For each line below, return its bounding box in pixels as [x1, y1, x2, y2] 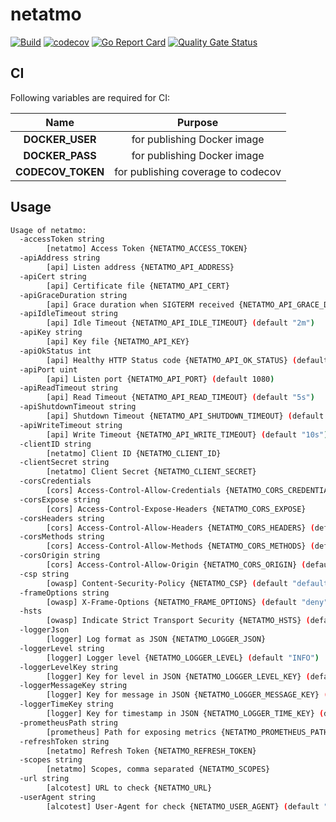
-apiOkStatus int [19, 346, 92, 356]
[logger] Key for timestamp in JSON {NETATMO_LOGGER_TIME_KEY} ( [46, 709, 325, 719]
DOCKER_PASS [23, 148, 97, 162]
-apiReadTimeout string [19, 383, 118, 393]
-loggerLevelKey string [19, 662, 118, 672]
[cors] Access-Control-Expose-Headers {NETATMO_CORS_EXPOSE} [46, 504, 307, 514]
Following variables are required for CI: [10, 91, 170, 103]
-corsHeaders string [19, 513, 105, 523]
